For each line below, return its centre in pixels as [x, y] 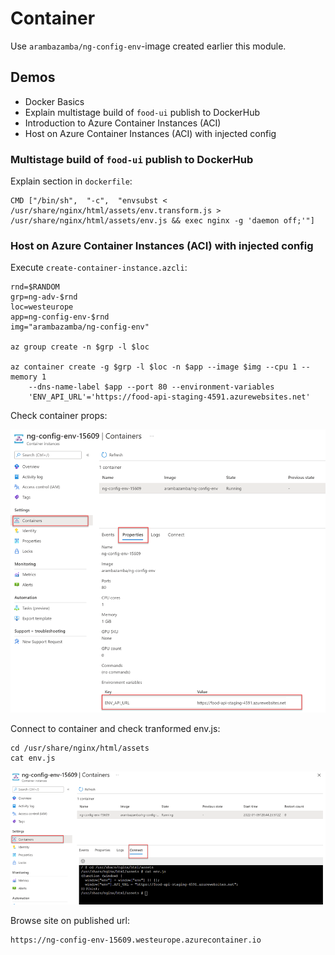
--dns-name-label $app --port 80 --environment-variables [151, 387]
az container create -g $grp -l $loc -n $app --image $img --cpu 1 [154, 367]
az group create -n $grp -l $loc [80, 347]
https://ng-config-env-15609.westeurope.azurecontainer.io [136, 940]
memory [24, 377]
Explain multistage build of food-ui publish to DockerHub [142, 112]
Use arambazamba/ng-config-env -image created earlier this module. [148, 46]
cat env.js [33, 758]
